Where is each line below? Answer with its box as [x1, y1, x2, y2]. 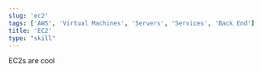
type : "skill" [8, 34, 57, 42]
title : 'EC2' [8, 26, 53, 34]
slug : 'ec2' [8, 11, 49, 20]
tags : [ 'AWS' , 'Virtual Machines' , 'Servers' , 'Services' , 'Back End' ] [8, 19, 255, 27]
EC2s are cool [8, 56, 55, 66]
